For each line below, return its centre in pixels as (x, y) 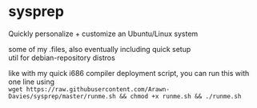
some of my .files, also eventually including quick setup (100, 49)
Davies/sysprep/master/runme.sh (62, 96)
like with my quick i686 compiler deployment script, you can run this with (129, 73)
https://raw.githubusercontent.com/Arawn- (98, 89)
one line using (31, 82)
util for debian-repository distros (62, 58)
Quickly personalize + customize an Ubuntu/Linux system (103, 34)
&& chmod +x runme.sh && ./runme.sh (180, 96)
